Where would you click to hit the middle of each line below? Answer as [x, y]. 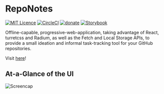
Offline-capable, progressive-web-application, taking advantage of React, [82, 32]
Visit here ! [16, 58]
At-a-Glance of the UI [40, 74]
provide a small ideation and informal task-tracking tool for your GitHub [79, 43]
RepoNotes [29, 9]
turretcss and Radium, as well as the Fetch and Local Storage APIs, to [77, 38]
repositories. [18, 48]
